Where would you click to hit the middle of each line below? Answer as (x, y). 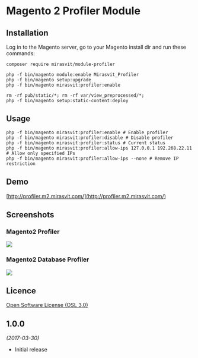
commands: (21, 53)
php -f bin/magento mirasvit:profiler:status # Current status (86, 143)
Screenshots (30, 215)
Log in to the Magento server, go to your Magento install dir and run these (96, 47)
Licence (21, 291)
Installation (27, 33)
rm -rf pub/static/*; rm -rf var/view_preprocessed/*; (75, 96)
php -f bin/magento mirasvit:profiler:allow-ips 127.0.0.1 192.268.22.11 (99, 148)
